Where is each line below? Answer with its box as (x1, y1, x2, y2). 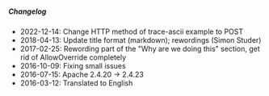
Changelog (8, 6, 47, 16)
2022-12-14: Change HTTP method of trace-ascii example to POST (19, 27, 244, 36)
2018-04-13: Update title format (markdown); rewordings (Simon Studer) (19, 35, 262, 44)
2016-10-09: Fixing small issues (19, 61, 127, 70)
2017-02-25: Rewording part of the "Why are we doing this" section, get (19, 44, 260, 53)
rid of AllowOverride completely (19, 52, 127, 62)
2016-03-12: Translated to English (19, 77, 133, 88)
